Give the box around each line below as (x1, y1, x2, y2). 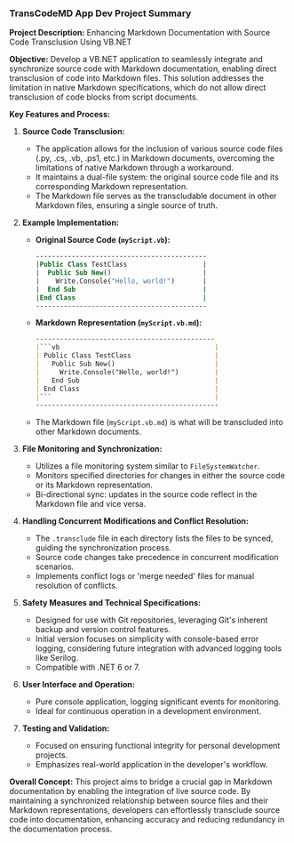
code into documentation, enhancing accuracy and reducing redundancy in (9, 815, 285, 825)
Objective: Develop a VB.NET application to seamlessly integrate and (9, 54, 264, 65)
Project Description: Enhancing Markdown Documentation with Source (9, 28, 271, 38)
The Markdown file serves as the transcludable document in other (35, 190, 277, 202)
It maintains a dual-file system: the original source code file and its (35, 172, 280, 182)
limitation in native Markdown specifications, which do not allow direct (9, 83, 266, 93)
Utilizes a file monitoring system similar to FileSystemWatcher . (35, 461, 260, 471)
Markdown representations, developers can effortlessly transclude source (9, 805, 281, 815)
